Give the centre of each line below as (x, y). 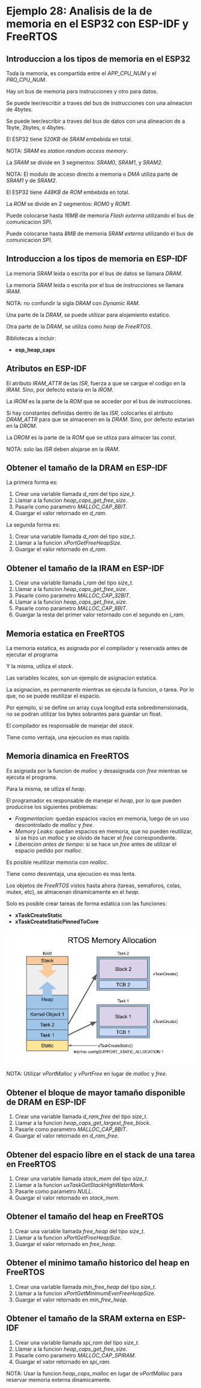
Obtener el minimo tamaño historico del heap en (98, 1263)
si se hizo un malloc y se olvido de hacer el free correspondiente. (96, 837)
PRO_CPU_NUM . (26, 80)
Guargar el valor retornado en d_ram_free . (67, 1136)
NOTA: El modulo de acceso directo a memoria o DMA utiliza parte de (92, 174)
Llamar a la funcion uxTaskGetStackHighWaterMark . (80, 1185)
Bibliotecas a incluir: (31, 338)
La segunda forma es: (33, 525)
